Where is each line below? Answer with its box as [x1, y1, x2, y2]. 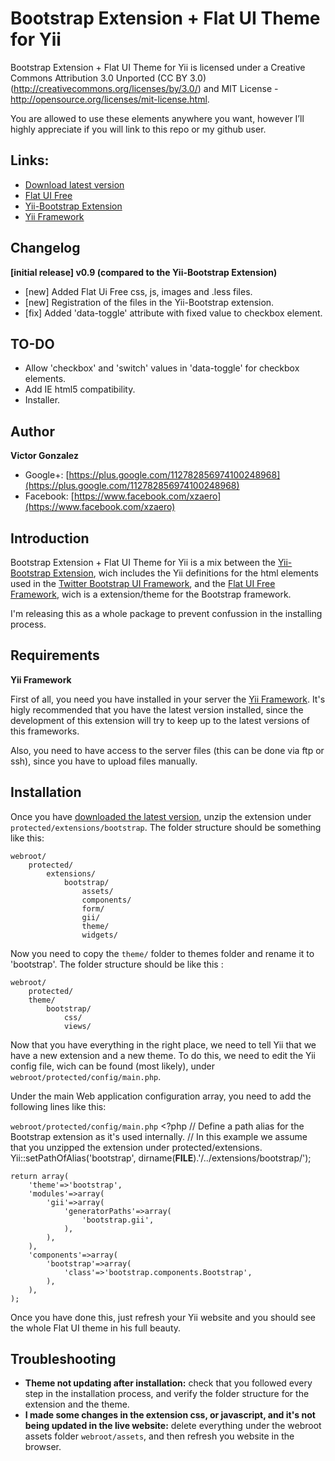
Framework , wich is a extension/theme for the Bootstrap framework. [10, 588, 292, 600]
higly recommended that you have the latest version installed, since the [10, 703, 304, 716]
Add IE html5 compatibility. [24, 383, 136, 396]
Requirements [10, 647, 100, 664]
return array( [10, 1171, 70, 1181]
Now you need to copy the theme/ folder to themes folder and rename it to [10, 947, 315, 959]
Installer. [24, 394, 61, 406]
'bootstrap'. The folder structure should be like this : [10, 958, 224, 970]
